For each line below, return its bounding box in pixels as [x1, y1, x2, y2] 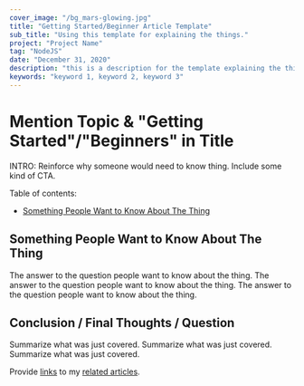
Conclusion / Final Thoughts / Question [9, 314, 235, 331]
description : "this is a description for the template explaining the [9, 64, 281, 73]
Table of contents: [9, 188, 77, 198]
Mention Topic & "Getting [9, 111, 204, 131]
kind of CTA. [9, 169, 56, 181]
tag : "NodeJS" [9, 47, 63, 56]
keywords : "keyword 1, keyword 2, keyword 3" [9, 72, 184, 82]
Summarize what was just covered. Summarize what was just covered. [9, 339, 273, 350]
